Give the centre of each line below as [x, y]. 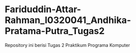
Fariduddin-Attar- [43, 9]
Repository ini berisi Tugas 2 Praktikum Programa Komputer [67, 45]
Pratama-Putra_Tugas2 [55, 31]
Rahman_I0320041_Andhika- [68, 20]
